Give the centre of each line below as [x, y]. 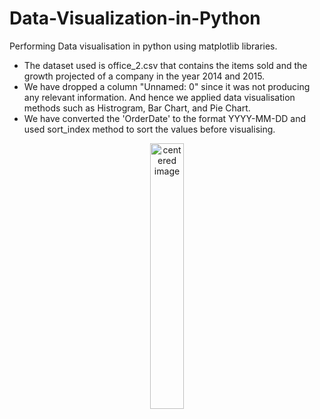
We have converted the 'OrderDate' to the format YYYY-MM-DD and [165, 118]
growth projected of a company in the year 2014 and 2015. [144, 76]
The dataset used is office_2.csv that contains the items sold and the [165, 65]
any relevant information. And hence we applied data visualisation [159, 97]
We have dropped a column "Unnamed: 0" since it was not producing [167, 86]
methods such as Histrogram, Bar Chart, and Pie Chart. [137, 108]
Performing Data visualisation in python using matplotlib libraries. [143, 46]
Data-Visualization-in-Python [135, 18]
